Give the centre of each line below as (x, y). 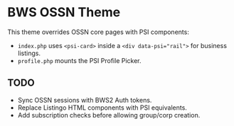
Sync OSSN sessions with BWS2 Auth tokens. (85, 100)
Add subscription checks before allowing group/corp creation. (109, 115)
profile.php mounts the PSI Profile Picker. (79, 60)
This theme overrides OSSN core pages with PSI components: (99, 32)
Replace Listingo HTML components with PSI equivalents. (102, 108)
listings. (29, 53)
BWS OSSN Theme (64, 12)
